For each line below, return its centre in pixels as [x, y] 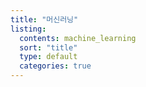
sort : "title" [48, 47]
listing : [28, 29]
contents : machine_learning [78, 38]
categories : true [55, 66]
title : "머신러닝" [44, 19]
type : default [48, 57]
